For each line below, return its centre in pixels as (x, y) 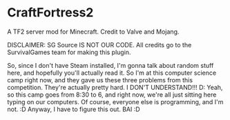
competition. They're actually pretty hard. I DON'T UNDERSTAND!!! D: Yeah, (115, 87)
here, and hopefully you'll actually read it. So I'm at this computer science (112, 73)
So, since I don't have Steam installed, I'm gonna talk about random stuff (111, 65)
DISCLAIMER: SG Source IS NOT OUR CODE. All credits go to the (99, 45)
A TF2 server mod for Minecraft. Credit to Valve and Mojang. (93, 32)
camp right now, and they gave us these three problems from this (100, 80)
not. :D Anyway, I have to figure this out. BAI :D (74, 109)
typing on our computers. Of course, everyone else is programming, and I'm (115, 101)
